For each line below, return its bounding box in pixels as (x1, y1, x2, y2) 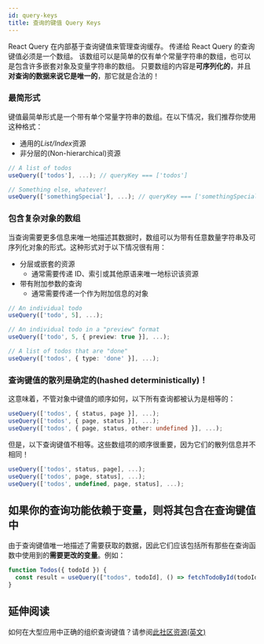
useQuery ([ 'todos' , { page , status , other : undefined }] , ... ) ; (8, 424, 223, 432)
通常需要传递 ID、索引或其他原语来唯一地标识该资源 (31, 268, 199, 278)
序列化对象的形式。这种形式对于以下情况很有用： (8, 242, 167, 252)
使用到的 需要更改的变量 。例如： (21, 550, 126, 560)
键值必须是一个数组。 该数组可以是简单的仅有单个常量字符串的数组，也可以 (8, 51, 251, 61)
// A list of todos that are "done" (8, 347, 128, 355)
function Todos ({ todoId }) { (8, 566, 108, 575)
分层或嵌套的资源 (19, 259, 75, 268)
